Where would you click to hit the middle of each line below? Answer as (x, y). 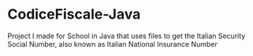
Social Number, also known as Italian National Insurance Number (112, 44)
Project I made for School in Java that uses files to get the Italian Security (126, 36)
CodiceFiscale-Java (74, 14)
